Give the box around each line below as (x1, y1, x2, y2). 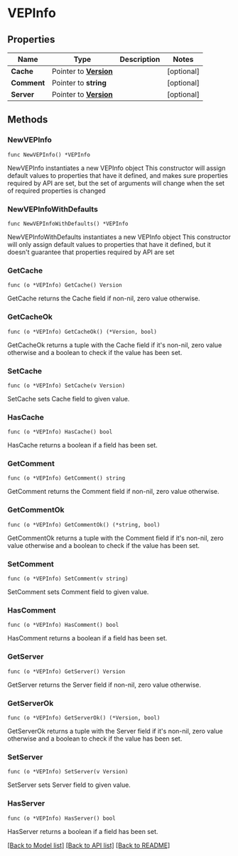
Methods (7, 114, 48, 126)
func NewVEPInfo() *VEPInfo (7, 151, 91, 158)
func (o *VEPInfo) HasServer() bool (7, 815, 116, 822)
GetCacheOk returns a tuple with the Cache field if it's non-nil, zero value (7, 340, 222, 349)
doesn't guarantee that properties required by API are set (7, 248, 175, 256)
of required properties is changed (7, 186, 106, 195)
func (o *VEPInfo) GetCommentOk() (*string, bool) (7, 521, 161, 528)
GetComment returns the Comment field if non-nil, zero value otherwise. (7, 487, 220, 496)
